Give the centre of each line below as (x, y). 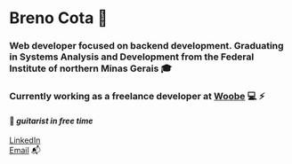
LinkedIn (25, 140)
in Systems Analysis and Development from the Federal (132, 57)
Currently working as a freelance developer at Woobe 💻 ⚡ (137, 97)
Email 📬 (25, 151)
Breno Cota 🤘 (59, 18)
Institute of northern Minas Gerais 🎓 (90, 68)
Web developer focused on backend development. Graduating (146, 46)
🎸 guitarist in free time (51, 121)
